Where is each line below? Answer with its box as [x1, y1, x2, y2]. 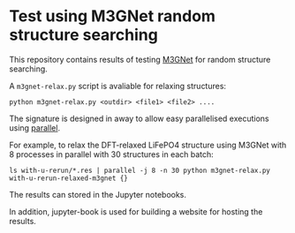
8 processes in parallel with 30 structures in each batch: [9, 148, 214, 160]
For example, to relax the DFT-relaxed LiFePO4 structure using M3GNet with [9, 139, 287, 150]
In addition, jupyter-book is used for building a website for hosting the [9, 206, 263, 217]
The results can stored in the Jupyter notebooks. [9, 189, 187, 199]
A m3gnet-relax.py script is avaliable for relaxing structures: [9, 80, 227, 91]
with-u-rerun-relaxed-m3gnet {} [9, 174, 128, 183]
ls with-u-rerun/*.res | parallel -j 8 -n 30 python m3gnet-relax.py [9, 166, 271, 175]
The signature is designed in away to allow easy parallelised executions [9, 113, 269, 124]
